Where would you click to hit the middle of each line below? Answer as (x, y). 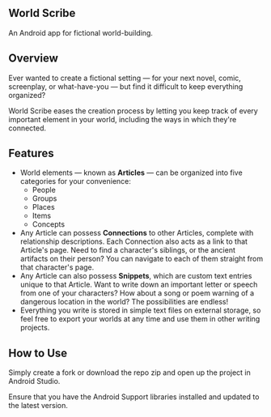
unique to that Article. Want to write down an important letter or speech (139, 285)
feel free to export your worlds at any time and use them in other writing (140, 319)
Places (43, 207)
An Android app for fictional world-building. (81, 32)
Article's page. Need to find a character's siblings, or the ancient (128, 250)
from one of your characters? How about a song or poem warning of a (137, 293)
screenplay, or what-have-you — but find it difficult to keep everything (126, 86)
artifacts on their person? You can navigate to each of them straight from (142, 259)
